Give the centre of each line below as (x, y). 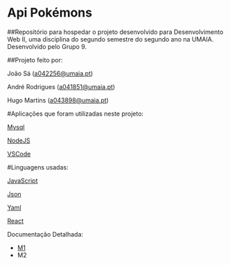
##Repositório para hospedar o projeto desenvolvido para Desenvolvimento (115, 32)
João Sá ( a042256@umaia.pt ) (50, 73)
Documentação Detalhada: (45, 234)
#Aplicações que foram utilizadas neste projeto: (76, 113)
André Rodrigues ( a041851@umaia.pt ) (61, 86)
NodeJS (19, 140)
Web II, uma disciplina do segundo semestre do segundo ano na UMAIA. (110, 39)
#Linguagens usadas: (38, 167)
